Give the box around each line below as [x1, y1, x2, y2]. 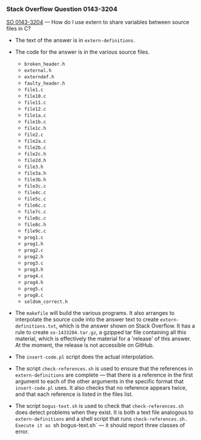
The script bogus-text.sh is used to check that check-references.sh [15, 403, 184, 410]
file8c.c [24, 215, 47, 222]
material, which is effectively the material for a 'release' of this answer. [15, 335, 192, 343]
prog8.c [24, 293, 44, 299]
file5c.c [24, 196, 47, 202]
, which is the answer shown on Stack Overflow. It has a [56, 322, 196, 329]
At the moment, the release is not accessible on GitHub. [15, 341, 154, 349]
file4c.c [24, 190, 47, 196]
